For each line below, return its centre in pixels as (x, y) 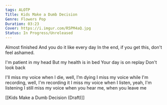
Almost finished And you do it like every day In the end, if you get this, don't (84, 47)
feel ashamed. (20, 52)
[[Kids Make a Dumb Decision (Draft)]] (45, 97)
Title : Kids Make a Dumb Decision (41, 14)
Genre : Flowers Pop (26, 19)
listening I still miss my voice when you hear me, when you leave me (76, 88)
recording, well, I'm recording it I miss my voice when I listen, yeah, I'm (78, 82)
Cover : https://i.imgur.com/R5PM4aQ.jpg (48, 28)
